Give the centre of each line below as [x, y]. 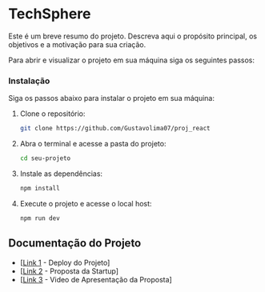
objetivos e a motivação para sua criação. [77, 44]
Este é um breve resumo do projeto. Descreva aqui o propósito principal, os [133, 36]
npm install [40, 188]
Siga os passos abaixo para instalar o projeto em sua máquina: [111, 98]
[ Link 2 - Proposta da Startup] [69, 271]
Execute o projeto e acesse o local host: [86, 203]
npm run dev [40, 218]
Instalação [29, 81]
